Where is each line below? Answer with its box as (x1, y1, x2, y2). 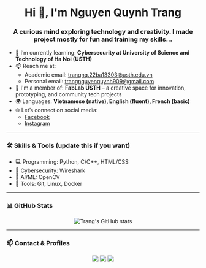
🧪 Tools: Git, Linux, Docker (15, 180, 83, 187)
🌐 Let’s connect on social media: (15, 107, 98, 114)
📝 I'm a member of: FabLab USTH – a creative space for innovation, (15, 84, 186, 91)
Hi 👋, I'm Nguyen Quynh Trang (24, 6, 182, 20)
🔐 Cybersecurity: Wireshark (15, 167, 86, 174)
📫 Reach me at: (15, 63, 56, 70)
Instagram (24, 120, 50, 128)
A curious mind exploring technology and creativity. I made (13, 28, 193, 36)
